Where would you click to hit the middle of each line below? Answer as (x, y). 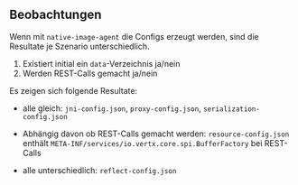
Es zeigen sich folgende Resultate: (74, 90)
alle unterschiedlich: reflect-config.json (99, 170)
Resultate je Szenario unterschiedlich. (80, 46)
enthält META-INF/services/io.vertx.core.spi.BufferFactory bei (142, 143)
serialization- (231, 109)
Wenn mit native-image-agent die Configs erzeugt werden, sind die (134, 36)
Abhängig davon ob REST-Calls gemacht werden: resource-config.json (156, 134)
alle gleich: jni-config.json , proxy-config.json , (112, 108)
